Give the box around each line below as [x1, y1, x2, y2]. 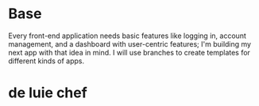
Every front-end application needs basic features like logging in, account [8, 31, 246, 40]
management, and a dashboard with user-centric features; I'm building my [8, 39, 252, 48]
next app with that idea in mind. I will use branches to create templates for [8, 47, 250, 57]
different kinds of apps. [8, 56, 85, 66]
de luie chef [8, 84, 87, 102]
